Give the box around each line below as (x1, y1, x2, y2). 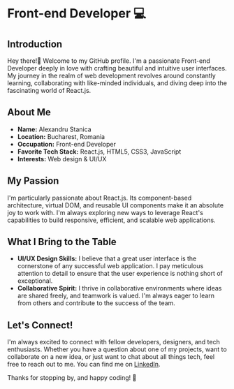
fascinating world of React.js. (7, 87, 92, 94)
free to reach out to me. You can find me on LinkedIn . (7, 360, 161, 369)
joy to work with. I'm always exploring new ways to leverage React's (7, 208, 204, 216)
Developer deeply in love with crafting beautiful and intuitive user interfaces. (7, 64, 227, 72)
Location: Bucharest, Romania (17, 132, 105, 140)
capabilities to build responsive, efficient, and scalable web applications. (7, 216, 216, 224)
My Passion (7, 175, 59, 187)
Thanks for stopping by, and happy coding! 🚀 (7, 374, 137, 382)
